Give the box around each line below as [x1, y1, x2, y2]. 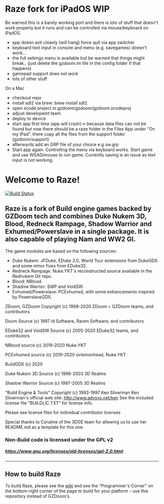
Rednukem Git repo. [12, 273, 53, 279]
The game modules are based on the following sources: [5, 248, 117, 254]
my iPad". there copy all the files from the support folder [12, 131, 125, 137]
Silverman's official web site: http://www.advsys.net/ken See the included [5, 394, 154, 400]
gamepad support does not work [12, 70, 79, 76]
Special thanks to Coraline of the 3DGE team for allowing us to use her [5, 419, 147, 425]
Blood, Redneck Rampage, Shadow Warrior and [5, 220, 152, 228]
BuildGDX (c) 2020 [5, 361, 43, 367]
